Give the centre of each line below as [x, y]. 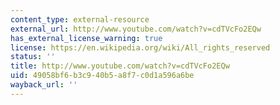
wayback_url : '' [44, 85]
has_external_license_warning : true [86, 38]
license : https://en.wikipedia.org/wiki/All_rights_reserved [140, 47]
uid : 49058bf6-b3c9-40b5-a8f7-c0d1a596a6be [102, 76]
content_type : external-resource [80, 19]
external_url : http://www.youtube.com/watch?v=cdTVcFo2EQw [136, 29]
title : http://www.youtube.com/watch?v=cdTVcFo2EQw [120, 66]
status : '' [33, 57]
